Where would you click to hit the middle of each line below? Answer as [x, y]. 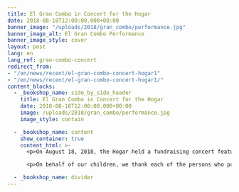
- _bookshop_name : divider [54, 178]
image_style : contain [52, 119]
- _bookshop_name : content [54, 132]
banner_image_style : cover [47, 40]
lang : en [20, 54]
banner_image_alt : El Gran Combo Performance [76, 34]
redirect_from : [30, 67]
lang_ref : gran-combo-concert [52, 60]
